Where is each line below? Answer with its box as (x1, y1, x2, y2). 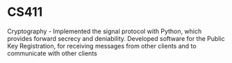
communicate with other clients (7, 49, 97, 57)
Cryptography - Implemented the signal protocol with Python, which (7, 27, 202, 35)
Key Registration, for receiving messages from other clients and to (7, 42, 197, 50)
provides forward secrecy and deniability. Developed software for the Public (7, 34, 225, 42)
